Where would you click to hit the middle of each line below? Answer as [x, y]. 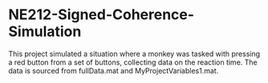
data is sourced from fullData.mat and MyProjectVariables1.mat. [114, 70]
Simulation [45, 32]
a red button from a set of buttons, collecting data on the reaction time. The [133, 62]
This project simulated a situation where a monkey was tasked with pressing [134, 53]
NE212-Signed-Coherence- [102, 15]
